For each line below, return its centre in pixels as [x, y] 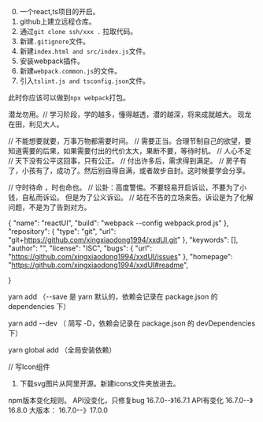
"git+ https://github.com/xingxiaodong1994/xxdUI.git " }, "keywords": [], [123, 240]
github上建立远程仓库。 [57, 21]
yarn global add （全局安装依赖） [62, 350]
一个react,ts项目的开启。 [59, 11]
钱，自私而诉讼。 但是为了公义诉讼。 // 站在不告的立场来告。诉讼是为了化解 [131, 197]
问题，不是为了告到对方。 [50, 207]
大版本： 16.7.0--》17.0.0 [69, 410]
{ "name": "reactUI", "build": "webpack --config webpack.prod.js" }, [119, 223]
